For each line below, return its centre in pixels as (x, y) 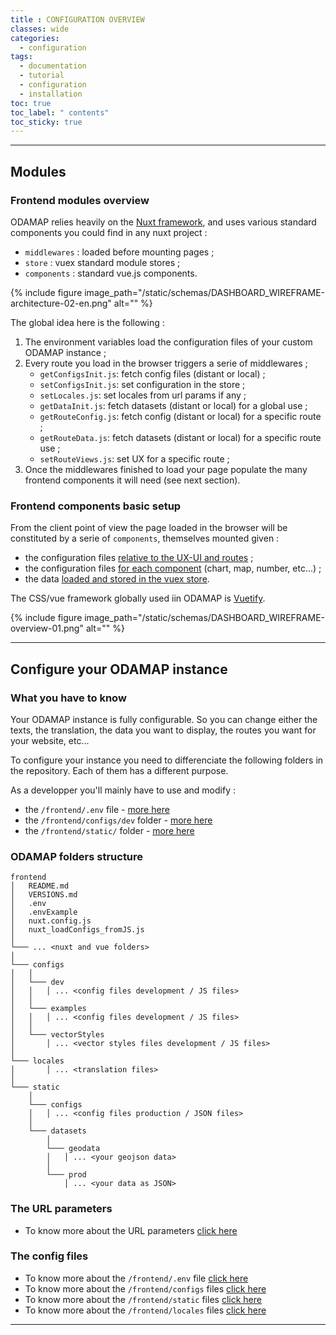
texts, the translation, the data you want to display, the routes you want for (163, 730)
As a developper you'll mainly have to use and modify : (123, 790)
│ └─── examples (48, 1009)
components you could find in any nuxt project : (109, 232)
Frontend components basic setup (96, 506)
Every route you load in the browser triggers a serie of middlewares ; (166, 363)
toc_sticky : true (46, 122)
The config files (49, 1256)
